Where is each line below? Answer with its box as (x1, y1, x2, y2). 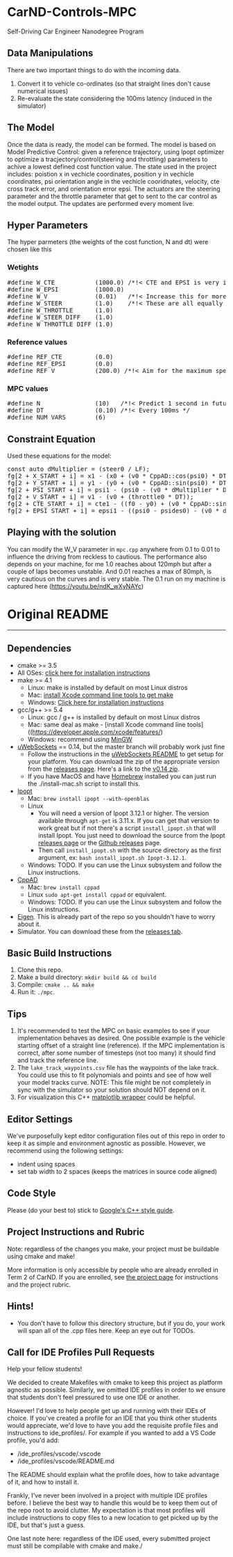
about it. (17, 920, 42, 928)
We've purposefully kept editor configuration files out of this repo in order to (7, 1132, 225, 1140)
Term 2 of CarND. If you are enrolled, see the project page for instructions (7, 1272, 218, 1281)
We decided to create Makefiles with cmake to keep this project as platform (7, 1378, 223, 1387)
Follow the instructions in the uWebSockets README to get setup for (27, 749, 224, 758)
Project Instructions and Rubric (7, 1226, 145, 1238)
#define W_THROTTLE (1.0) (7, 306, 114, 314)
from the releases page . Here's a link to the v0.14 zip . (27, 765, 180, 773)
